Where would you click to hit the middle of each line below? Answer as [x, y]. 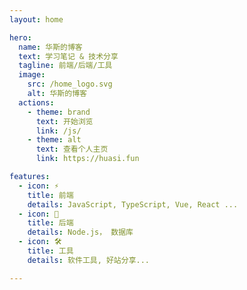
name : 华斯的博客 [50, 47]
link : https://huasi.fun [87, 159]
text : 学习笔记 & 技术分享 [68, 56]
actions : [36, 102]
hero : [20, 37]
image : [32, 75]
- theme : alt [54, 140]
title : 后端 [50, 223]
